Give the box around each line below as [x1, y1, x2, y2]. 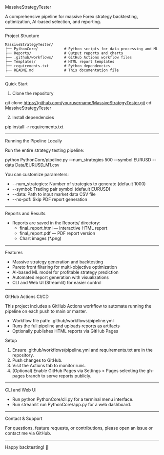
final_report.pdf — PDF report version [19, 230, 95, 236]
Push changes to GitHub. [12, 357, 62, 363]
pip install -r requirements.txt [5, 124, 63, 130]
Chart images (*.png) [19, 236, 62, 241]
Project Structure [5, 33, 40, 39]
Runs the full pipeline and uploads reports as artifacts [12, 323, 120, 329]
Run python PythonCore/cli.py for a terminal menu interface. [12, 396, 134, 402]
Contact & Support [5, 415, 42, 421]
